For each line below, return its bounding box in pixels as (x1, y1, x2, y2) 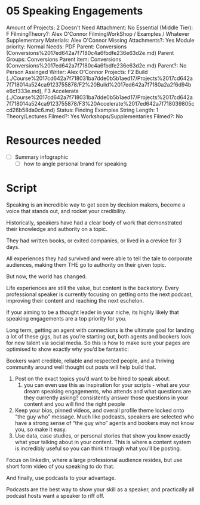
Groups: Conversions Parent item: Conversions (6, 56, 122, 63)
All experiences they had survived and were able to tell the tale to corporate (6, 255, 193, 262)
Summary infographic (14, 153, 69, 161)
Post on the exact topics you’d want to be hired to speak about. (14, 375, 171, 382)
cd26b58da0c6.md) (6, 106, 56, 113)
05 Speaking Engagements (6, 4, 143, 18)
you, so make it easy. (14, 426, 67, 433)
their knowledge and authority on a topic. (6, 225, 107, 232)
